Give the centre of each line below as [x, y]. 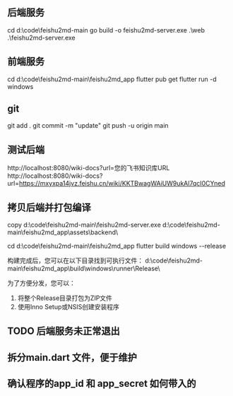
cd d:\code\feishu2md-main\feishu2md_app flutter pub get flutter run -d [112, 79]
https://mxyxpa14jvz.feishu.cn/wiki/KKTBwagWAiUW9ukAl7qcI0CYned [122, 184]
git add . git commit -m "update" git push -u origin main [88, 126]
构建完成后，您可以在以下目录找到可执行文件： [75, 260]
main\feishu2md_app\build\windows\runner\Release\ [84, 269]
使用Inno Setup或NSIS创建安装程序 [68, 307]
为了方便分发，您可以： [41, 283]
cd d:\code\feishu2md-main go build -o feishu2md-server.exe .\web [106, 30]
